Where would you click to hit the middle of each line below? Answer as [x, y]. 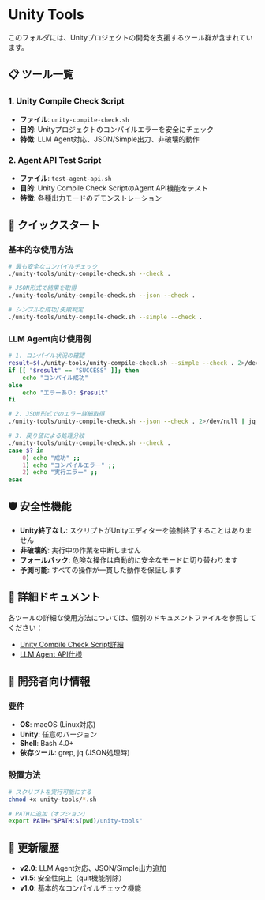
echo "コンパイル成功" [56, 378]
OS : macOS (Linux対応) [58, 725]
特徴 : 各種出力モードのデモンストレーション [91, 198]
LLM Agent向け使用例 [50, 339]
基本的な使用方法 [41, 250]
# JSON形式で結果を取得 [43, 288]
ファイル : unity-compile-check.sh [75, 119]
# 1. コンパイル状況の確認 [47, 356]
